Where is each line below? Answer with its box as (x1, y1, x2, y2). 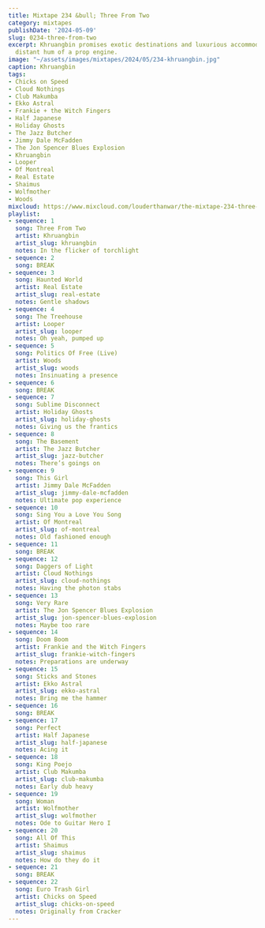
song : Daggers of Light (15, 562, 93, 570)
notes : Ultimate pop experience (15, 496, 122, 504)
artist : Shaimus (15, 841, 69, 849)
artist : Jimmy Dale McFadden (15, 481, 111, 490)
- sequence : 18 (8, 753, 58, 761)
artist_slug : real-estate (15, 291, 101, 299)
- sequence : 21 (8, 863, 58, 871)
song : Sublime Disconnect (15, 400, 101, 409)
